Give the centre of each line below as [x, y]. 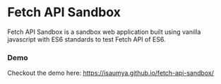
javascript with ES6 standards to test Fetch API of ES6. [86, 39]
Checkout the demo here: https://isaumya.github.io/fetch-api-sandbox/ [110, 73]
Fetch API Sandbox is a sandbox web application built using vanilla [104, 32]
